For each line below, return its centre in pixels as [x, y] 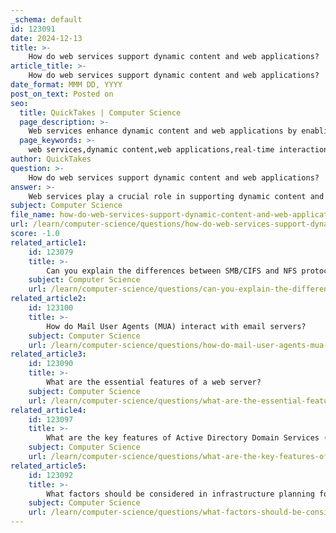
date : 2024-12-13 [46, 38]
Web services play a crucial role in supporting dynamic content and [176, 196]
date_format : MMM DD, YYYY [66, 85]
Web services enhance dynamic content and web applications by [163, 131]
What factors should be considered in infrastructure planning [180, 494]
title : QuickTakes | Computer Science [100, 112]
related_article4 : [48, 410]
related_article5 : [48, 466]
